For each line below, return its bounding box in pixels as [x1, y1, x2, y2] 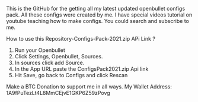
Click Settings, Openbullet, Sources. [14, 53, 103, 60]
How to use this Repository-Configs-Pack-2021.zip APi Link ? [6, 35, 156, 42]
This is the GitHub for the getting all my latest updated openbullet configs [6, 5, 186, 12]
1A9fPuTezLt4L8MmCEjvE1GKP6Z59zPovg [6, 90, 111, 96]
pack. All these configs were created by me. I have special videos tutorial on [6, 11, 193, 18]
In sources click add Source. [14, 59, 85, 66]
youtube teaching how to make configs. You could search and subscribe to [6, 18, 190, 24]
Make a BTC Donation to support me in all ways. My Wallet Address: [6, 83, 172, 90]
